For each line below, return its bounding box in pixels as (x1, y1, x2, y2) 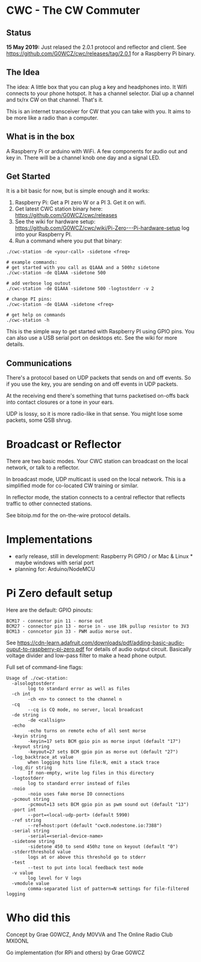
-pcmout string (11, 797, 50, 803)
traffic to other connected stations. (6, 500, 92, 507)
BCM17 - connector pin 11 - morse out (6, 618, 103, 624)
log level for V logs (28, 875, 82, 881)
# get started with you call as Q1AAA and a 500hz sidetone (6, 265, 160, 271)
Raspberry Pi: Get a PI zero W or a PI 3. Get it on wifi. (14, 199, 146, 206)
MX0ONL (6, 937, 29, 945)
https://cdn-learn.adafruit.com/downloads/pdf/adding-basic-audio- (17, 639, 185, 647)
